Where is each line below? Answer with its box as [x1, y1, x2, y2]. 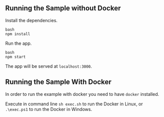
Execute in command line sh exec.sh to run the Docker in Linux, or [5, 100, 143, 107]
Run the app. [5, 40, 32, 46]
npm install [5, 31, 30, 37]
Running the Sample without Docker [5, 4, 121, 13]
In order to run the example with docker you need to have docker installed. [5, 91, 159, 97]
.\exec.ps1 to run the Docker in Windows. [5, 106, 92, 112]
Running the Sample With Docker [5, 78, 112, 86]
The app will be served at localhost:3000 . [5, 63, 92, 69]
